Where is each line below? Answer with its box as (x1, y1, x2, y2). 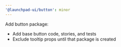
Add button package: (5, 21, 49, 27)
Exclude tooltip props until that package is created (12, 36, 116, 42)
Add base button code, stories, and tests (12, 30, 96, 36)
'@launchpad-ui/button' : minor (5, 7, 70, 12)
